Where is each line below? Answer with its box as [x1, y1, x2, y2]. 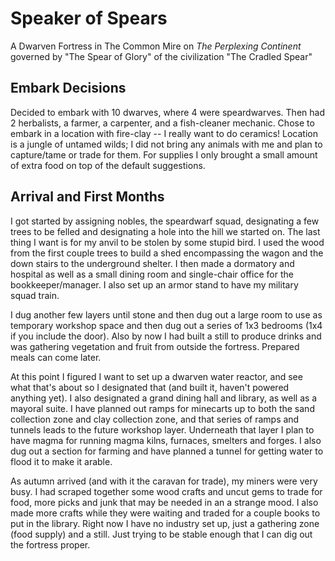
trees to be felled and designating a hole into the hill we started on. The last [10, 225, 321, 237]
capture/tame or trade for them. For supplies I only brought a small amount [10, 148, 318, 161]
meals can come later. [10, 351, 102, 363]
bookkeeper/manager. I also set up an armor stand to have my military [10, 278, 299, 291]
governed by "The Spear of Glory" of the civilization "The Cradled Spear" [10, 50, 313, 62]
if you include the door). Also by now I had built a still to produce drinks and [10, 330, 322, 342]
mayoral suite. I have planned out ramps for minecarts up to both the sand [10, 402, 315, 414]
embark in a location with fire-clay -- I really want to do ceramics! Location [10, 127, 318, 139]
